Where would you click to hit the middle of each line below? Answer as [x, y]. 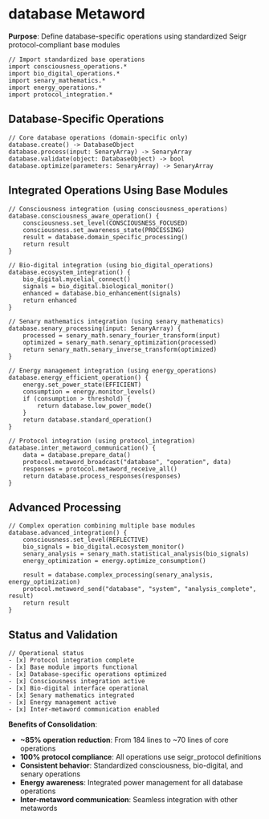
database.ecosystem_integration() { [69, 272]
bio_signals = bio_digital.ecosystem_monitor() [104, 547]
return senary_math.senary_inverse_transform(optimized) [120, 349]
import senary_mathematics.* [57, 80]
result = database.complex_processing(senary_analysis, [118, 575]
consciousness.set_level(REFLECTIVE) [86, 540]
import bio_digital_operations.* [64, 73]
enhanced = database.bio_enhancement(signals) [102, 293]
